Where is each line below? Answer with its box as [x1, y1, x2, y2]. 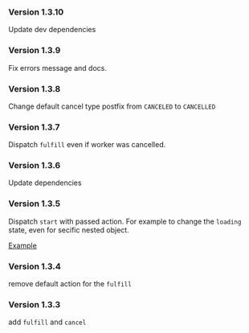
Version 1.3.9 [8, 45, 61, 56]
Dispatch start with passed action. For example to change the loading [8, 216, 242, 226]
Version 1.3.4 [8, 261, 62, 272]
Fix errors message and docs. [8, 63, 107, 72]
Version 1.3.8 [8, 83, 61, 94]
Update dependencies [8, 178, 82, 187]
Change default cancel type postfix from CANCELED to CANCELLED [8, 101, 216, 111]
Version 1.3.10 [8, 6, 64, 18]
